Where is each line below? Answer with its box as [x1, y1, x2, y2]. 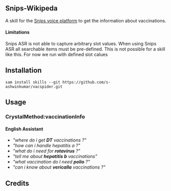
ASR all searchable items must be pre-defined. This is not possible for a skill [5, 46, 165, 52]
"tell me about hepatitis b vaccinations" [12, 153, 97, 159]
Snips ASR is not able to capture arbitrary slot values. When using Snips [5, 41, 157, 47]
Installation [5, 66, 42, 75]
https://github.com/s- [62, 79, 111, 85]
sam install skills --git [5, 79, 60, 85]
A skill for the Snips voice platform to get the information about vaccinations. [5, 17, 166, 23]
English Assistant [5, 126, 43, 132]
